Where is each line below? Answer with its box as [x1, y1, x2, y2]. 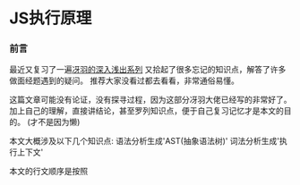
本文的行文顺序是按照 [9, 166, 88, 177]
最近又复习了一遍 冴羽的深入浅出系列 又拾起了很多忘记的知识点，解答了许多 [9, 64, 287, 75]
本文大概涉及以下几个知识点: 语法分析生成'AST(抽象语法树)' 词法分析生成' [9, 136, 280, 147]
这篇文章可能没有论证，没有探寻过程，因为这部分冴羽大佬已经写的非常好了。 [9, 95, 292, 105]
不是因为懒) [38, 117, 81, 128]
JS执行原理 [9, 8, 92, 29]
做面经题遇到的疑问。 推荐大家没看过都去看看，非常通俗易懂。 [9, 75, 239, 86]
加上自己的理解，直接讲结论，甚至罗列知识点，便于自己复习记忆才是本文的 [9, 105, 284, 116]
